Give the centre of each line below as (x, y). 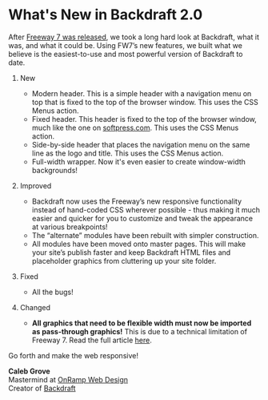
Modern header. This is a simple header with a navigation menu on (142, 93)
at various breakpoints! (70, 227)
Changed (35, 307)
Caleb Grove (29, 371)
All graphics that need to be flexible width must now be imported (142, 323)
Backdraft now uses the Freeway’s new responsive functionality (137, 201)
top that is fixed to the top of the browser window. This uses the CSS (145, 102)
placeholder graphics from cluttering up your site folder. (124, 261)
